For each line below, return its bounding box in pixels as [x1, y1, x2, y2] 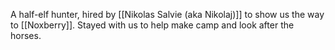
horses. [10, 30, 42, 41]
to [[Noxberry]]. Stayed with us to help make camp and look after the [10, 19, 295, 31]
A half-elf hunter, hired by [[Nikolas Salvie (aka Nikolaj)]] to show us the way [10, 9, 325, 20]
